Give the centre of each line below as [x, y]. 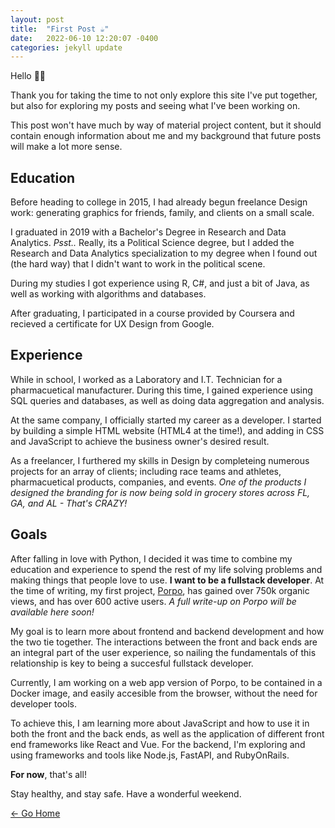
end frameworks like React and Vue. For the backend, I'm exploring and [158, 744]
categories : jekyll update [66, 47]
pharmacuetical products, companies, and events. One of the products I [158, 482]
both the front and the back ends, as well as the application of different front [167, 733]
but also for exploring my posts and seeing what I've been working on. [155, 106]
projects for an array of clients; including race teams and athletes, [146, 471]
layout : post [37, 19]
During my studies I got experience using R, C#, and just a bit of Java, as [160, 283]
